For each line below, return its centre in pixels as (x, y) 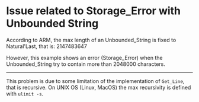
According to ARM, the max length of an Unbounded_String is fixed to (91, 40)
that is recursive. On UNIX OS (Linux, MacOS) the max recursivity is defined (99, 87)
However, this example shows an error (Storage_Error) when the (84, 58)
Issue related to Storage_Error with (94, 11)
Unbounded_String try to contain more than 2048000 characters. (86, 64)
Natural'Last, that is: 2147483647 (47, 46)
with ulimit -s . (25, 94)
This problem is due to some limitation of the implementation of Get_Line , (95, 81)
